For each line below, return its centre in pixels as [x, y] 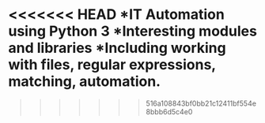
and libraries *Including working [117, 48]
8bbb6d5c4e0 [169, 111]
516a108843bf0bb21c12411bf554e [201, 103]
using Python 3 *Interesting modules [132, 31]
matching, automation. [84, 82]
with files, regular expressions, [112, 65]
